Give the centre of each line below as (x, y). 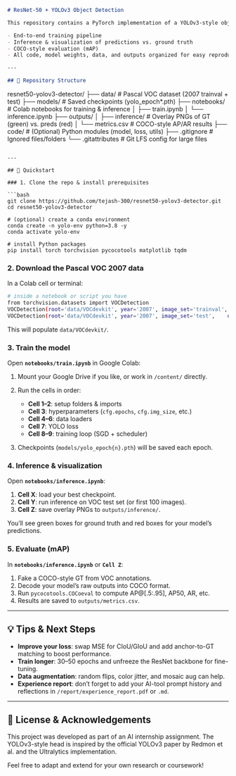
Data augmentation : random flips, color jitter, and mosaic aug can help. (121, 676)
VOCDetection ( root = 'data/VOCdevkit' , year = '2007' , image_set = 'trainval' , (118, 310)
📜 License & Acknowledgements (79, 719)
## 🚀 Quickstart (31, 170)
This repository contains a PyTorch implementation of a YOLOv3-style (113, 23)
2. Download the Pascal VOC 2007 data (76, 268)
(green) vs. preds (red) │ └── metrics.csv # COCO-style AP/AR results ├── (117, 124)
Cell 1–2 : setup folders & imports (75, 404)
